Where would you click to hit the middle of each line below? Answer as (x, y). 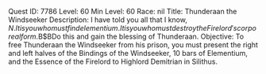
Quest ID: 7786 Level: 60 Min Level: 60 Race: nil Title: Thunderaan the (123, 11)
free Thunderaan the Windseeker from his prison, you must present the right (133, 45)
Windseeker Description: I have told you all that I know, (98, 20)
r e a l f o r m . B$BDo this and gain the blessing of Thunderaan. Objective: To (126, 36)
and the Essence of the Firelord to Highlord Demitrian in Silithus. (113, 61)
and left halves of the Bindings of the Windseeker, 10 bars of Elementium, (128, 53)
